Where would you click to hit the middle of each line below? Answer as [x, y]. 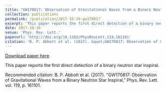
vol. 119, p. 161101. [23, 85]
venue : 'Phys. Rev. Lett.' [33, 32]
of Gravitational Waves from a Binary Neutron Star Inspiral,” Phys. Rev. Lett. [82, 80]
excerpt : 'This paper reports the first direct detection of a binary [79, 23]
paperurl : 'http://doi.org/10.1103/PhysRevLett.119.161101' [68, 37]
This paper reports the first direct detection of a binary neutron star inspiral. [82, 65]
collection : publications [32, 14]
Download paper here [27, 56]
